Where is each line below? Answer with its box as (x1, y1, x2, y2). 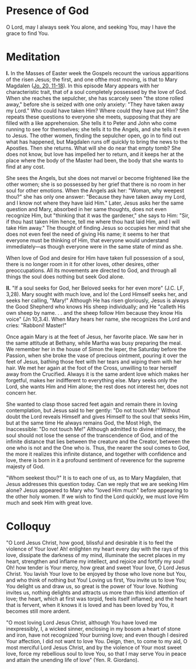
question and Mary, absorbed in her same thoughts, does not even (6, 205, 167, 212)
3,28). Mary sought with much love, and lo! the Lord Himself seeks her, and (6, 290, 188, 297)
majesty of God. (6, 463, 45, 470)
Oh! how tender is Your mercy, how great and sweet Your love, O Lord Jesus (6, 564, 190, 571)
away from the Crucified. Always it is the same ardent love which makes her (6, 371, 189, 378)
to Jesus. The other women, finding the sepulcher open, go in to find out (6, 132, 181, 139)
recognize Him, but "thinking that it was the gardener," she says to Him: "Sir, (6, 212, 190, 219)
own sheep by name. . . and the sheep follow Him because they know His (6, 309, 183, 316)
